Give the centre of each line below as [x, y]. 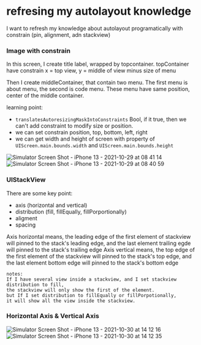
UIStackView [26, 180]
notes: [15, 274]
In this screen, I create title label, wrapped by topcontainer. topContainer [98, 64]
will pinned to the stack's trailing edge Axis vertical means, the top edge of [100, 249]
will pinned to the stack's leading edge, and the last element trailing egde [99, 243]
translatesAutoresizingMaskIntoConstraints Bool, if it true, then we [101, 119]
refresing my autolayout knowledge [99, 11]
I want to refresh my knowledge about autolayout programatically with [95, 28]
